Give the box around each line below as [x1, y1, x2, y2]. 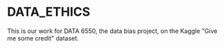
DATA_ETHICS [7, 4, 91, 20]
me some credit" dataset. [7, 34, 79, 42]
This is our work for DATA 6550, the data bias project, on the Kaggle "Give [7, 27, 218, 35]
